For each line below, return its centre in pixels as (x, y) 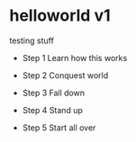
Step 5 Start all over (59, 128)
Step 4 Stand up (52, 110)
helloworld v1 (60, 16)
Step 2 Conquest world (65, 75)
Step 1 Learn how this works (75, 58)
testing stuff (32, 40)
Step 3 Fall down (54, 93)
